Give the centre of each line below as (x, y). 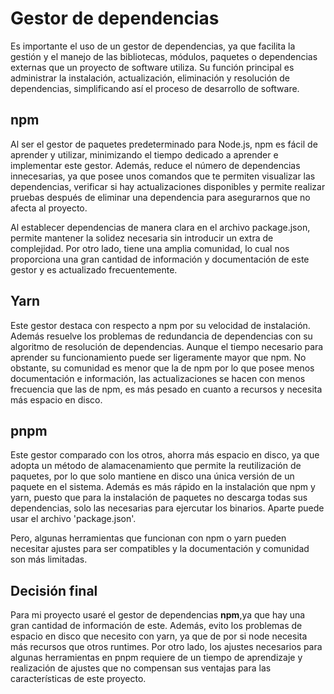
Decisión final (54, 590)
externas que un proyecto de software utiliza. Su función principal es (152, 67)
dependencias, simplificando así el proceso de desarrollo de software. (155, 88)
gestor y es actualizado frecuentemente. (94, 269)
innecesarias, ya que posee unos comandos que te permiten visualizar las (163, 176)
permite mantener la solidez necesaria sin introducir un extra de (142, 238)
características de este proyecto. (78, 679)
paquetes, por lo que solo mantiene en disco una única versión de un (152, 476)
